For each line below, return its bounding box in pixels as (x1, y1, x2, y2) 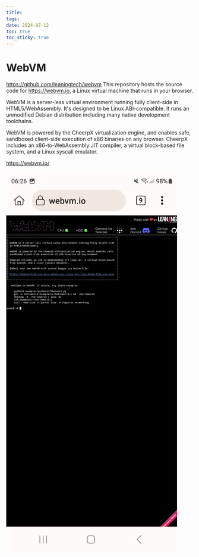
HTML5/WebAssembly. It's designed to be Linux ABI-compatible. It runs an (6, 105, 189, 112)
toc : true (6, 29, 31, 35)
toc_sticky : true (6, 35, 49, 41)
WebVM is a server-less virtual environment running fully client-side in (6, 99, 178, 106)
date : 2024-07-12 (6, 22, 49, 28)
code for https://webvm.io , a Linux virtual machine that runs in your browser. (6, 87, 194, 95)
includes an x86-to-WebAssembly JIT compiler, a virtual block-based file (6, 142, 185, 149)
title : (6, 10, 23, 15)
